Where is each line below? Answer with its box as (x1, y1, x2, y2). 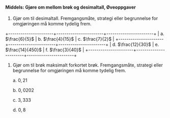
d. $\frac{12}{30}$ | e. (112, 41, 159, 48)
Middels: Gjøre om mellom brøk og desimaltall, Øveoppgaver (5, 4, 136, 10)
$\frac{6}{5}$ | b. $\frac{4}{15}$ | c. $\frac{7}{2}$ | (5, 36, 115, 42)
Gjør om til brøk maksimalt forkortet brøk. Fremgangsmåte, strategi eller (12, 62, 163, 68)
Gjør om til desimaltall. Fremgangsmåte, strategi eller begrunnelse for (12, 15, 158, 21)
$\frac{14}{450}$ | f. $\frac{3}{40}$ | (5, 47, 84, 53)
